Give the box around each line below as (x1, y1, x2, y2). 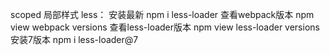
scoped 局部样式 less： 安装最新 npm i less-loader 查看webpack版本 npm (10, 9, 315, 20)
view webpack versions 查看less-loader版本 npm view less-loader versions (10, 21, 320, 33)
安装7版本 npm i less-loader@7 (10, 34, 139, 45)
